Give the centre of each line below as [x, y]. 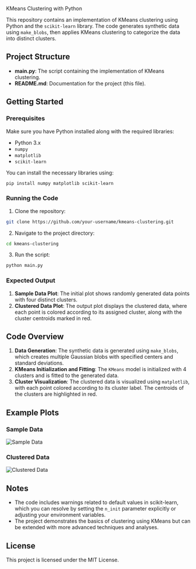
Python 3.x [27, 142]
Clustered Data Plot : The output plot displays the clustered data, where [101, 306]
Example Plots [33, 412]
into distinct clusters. [31, 38]
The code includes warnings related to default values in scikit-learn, [96, 502]
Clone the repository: [40, 211]
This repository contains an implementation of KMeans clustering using [92, 20]
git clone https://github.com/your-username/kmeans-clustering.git [90, 222]
